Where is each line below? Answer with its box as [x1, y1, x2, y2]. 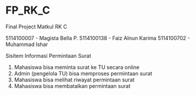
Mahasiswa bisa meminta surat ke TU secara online [14, 63, 140, 71]
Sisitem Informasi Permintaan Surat [5, 52, 92, 59]
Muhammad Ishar [5, 41, 48, 48]
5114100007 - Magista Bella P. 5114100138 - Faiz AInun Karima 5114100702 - [5, 34, 190, 41]
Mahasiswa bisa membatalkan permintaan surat [14, 82, 131, 89]
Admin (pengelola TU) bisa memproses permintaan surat [14, 70, 153, 77]
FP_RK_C [5, 4, 51, 17]
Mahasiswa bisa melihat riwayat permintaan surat [14, 76, 135, 83]
